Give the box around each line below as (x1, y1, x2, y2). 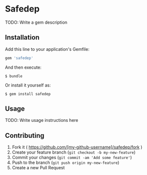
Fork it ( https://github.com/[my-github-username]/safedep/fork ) (12, 144, 143, 150)
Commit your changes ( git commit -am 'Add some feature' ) (12, 155, 132, 160)
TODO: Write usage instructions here (5, 117, 78, 123)
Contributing (5, 131, 44, 140)
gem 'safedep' (5, 56, 34, 60)
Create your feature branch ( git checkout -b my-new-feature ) (12, 149, 136, 155)
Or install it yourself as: (5, 82, 51, 88)
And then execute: (5, 64, 42, 70)
